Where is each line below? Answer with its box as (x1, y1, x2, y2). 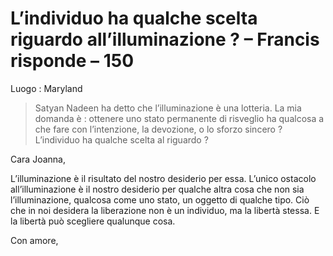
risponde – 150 (10, 50, 135, 72)
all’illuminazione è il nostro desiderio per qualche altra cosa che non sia (10, 183, 305, 195)
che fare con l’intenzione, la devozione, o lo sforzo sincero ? (34, 123, 283, 135)
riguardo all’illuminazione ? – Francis (10, 28, 320, 51)
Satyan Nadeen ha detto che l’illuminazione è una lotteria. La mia (34, 102, 302, 114)
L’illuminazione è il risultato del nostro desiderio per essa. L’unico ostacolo (10, 172, 317, 184)
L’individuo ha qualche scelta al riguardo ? (34, 133, 209, 146)
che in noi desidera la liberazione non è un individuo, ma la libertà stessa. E (10, 204, 320, 216)
